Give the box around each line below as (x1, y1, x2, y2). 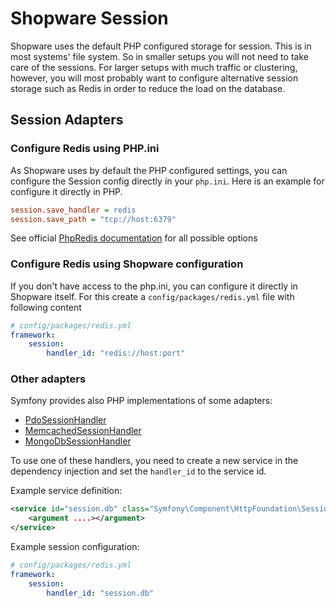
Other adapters (10, 372, 87, 386)
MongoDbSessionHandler (24, 435, 132, 447)
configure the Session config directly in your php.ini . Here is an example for (10, 175, 325, 187)
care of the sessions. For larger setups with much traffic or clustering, (10, 61, 298, 73)
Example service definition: (10, 485, 123, 497)
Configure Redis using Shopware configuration (10, 257, 244, 271)
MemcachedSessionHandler (24, 425, 142, 437)
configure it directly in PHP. (10, 185, 123, 197)
